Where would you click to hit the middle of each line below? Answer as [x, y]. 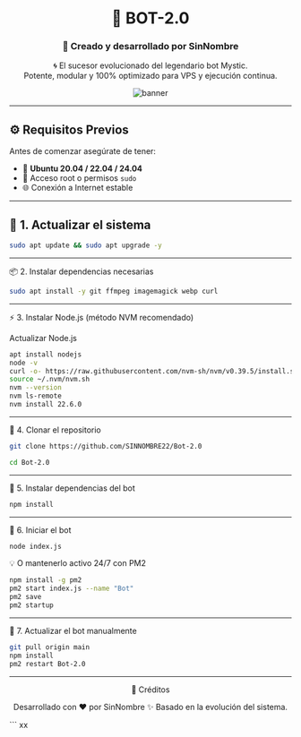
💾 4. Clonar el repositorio [55, 430]
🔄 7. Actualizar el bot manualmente [73, 630]
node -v [24, 363]
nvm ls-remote [36, 396]
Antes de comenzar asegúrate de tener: [83, 151]
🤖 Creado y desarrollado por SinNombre [150, 47]
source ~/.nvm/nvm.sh [50, 380]
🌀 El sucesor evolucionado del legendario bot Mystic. [150, 65]
